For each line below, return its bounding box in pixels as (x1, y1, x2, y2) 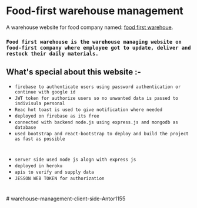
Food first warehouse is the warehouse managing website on (6, 38, 182, 45)
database (14, 124, 36, 131)
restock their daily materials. (6, 50, 99, 57)
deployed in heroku (14, 162, 63, 169)
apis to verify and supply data (14, 169, 94, 175)
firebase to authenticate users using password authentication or (14, 84, 181, 90)
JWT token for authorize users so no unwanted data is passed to (14, 95, 178, 101)
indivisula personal (14, 100, 65, 106)
